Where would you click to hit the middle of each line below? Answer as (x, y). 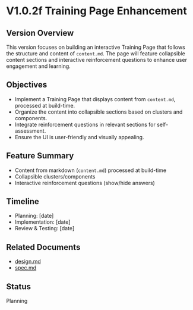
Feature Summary (40, 156)
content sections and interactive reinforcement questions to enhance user (96, 60)
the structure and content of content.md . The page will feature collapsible (96, 54)
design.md (28, 262)
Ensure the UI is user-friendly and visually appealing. (79, 137)
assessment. (30, 131)
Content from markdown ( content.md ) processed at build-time (91, 170)
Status (19, 286)
